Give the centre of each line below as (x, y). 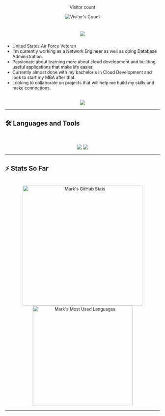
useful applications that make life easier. (53, 67)
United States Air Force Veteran (44, 46)
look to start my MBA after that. (44, 77)
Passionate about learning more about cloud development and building (84, 62)
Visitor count (82, 7)
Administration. (27, 57)
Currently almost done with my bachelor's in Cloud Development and (82, 72)
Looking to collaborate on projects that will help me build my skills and (83, 83)
